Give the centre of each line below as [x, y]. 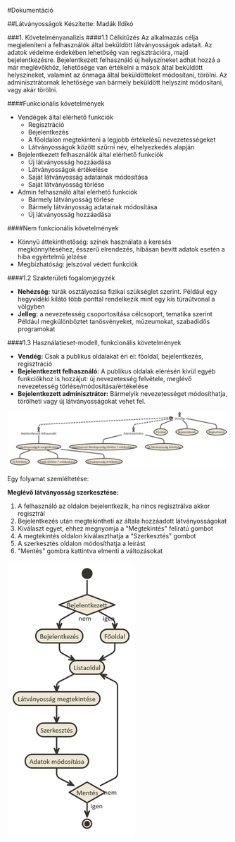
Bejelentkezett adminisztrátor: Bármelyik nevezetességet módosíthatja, [122, 394]
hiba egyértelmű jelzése [52, 257]
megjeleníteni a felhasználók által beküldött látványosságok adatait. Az [110, 45]
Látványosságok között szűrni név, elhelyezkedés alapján [111, 147]
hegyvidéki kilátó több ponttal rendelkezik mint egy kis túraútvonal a [116, 299]
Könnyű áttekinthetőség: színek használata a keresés [94, 242]
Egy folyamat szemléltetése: [48, 478]
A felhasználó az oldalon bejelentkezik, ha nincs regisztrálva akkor [114, 506]
